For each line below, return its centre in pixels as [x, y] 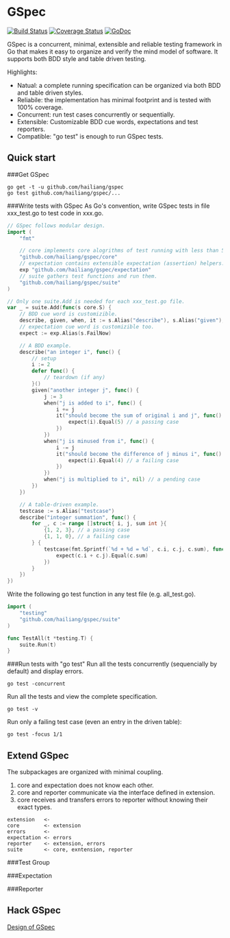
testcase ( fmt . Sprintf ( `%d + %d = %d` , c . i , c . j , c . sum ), [127, 549]
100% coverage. [40, 107]
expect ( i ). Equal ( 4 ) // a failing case [124, 460]
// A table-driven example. [59, 505]
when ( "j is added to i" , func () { [93, 403]
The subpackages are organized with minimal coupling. [85, 772]
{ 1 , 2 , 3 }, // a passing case [87, 530]
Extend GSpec [38, 755]
